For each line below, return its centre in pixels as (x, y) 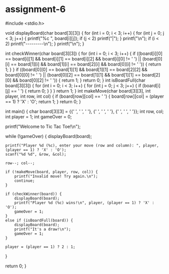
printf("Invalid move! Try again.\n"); (56, 176)
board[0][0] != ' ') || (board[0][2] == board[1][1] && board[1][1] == (73, 75)
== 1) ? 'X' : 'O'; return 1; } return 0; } (43, 101)
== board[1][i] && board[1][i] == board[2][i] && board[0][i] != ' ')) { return (86, 64)
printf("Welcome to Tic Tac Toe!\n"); (43, 126)
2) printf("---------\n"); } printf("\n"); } (45, 43)
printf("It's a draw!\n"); (43, 229)
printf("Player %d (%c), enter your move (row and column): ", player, (82, 145)
